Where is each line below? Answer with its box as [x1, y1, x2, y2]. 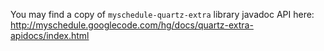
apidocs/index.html [10, 30, 90, 41]
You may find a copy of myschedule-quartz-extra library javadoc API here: [10, 9, 315, 20]
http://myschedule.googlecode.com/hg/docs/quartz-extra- [10, 19, 254, 31]
